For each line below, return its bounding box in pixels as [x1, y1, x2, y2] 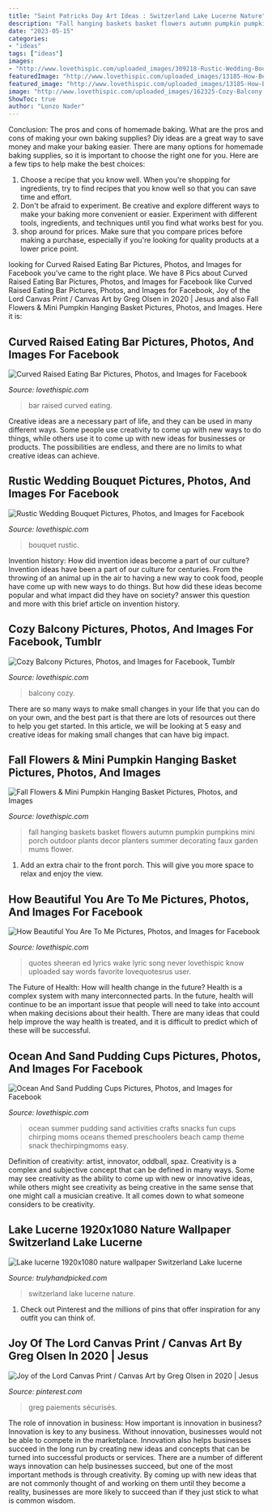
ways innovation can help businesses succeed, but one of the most [8, 1461, 233, 1471]
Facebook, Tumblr [8, 635, 102, 649]
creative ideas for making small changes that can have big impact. [8, 730, 229, 739]
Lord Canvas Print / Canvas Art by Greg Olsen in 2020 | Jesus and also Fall [8, 294, 259, 304]
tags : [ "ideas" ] [8, 50, 63, 58]
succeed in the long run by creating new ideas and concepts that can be [8, 1444, 250, 1454]
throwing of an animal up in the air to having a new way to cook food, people [8, 573, 264, 583]
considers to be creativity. [8, 1200, 96, 1209]
